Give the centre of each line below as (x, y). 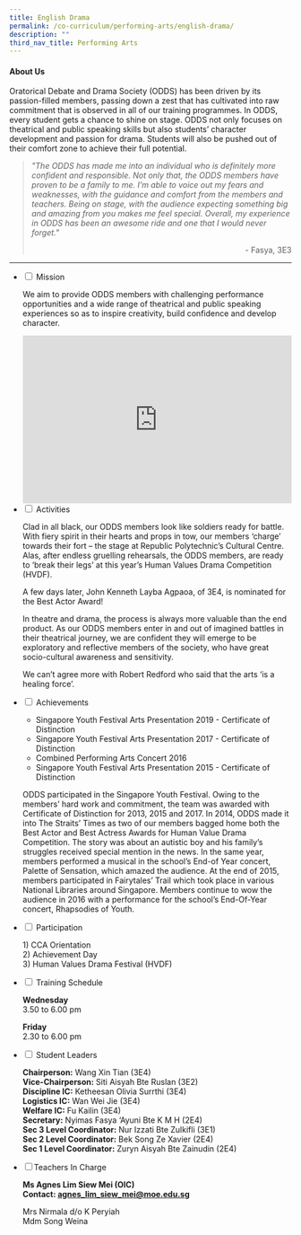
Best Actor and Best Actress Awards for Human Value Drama (134, 833)
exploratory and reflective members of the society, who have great (146, 648)
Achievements (62, 702)
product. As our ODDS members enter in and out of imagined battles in (153, 629)
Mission (50, 277)
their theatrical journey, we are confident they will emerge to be (139, 638)
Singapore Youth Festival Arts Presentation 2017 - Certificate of (153, 739)
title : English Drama (50, 18)
